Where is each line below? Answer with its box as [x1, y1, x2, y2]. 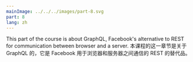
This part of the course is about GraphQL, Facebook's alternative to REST [6, 36, 184, 43]
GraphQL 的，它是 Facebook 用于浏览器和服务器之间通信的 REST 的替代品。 [6, 50, 191, 57]
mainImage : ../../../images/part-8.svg [6, 8, 104, 15]
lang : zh [6, 19, 28, 25]
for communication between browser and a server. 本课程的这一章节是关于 [6, 42, 187, 50]
